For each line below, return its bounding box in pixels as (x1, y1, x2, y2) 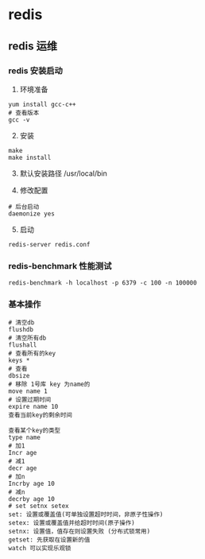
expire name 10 (8, 403, 59, 411)
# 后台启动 (8, 203, 40, 211)
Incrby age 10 (8, 479, 56, 488)
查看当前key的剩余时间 (8, 411, 73, 419)
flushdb (8, 326, 34, 334)
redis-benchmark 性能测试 (8, 260, 112, 271)
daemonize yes (8, 209, 56, 218)
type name (8, 433, 41, 442)
